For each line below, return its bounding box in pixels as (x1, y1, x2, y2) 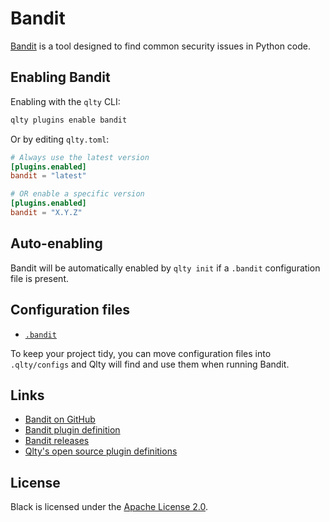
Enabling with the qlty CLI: (10, 95, 121, 107)
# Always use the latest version (10, 152, 150, 162)
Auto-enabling (10, 235, 103, 252)
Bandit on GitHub (24, 413, 96, 426)
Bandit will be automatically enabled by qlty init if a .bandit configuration (10, 262, 321, 274)
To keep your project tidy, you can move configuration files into (10, 347, 272, 359)
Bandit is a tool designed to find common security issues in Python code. (10, 40, 312, 52)
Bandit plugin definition (24, 424, 121, 436)
